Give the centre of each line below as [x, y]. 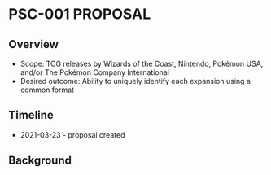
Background [40, 161]
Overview [34, 44]
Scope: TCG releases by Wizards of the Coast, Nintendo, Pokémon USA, [142, 63]
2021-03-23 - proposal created [72, 134]
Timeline [31, 115]
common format [47, 90]
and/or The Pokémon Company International [94, 72]
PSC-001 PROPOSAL [80, 14]
